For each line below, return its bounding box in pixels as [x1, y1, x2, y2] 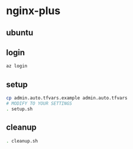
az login [6, 63, 28, 69]
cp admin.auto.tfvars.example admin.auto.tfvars [6, 95, 128, 101]
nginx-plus [6, 4, 61, 18]
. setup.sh [6, 106, 33, 112]
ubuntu [6, 28, 34, 38]
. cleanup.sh [6, 138, 38, 144]
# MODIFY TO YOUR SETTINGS [6, 100, 72, 107]
